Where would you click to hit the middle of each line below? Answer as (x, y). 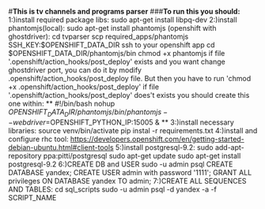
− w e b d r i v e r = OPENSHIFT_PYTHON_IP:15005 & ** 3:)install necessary (121, 122)
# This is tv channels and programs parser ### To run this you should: (124, 11)
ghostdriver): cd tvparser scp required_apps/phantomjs (98, 36)
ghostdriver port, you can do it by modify (75, 70)
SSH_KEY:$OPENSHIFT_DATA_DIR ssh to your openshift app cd (112, 45)
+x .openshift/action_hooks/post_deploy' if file (84, 87)
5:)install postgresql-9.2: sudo (164, 147)
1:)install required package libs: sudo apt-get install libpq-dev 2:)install (123, 20)
